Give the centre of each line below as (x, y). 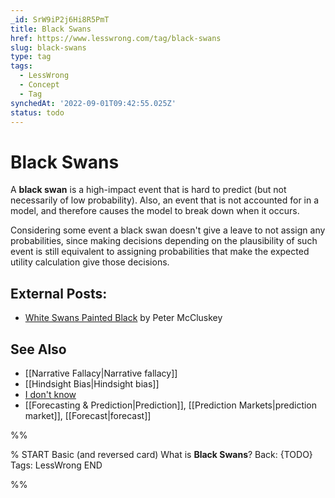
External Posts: (59, 293)
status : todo (37, 112)
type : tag (31, 57)
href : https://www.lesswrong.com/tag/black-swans (116, 38)
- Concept (39, 85)
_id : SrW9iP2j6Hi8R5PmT (60, 19)
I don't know (50, 394)
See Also (38, 349)
